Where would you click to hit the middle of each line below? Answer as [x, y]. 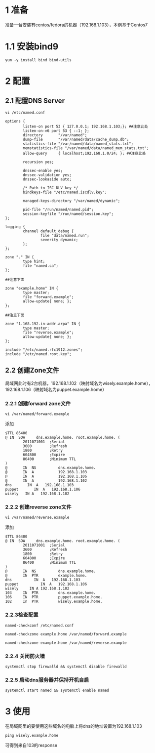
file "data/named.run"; [65, 235]
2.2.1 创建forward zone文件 [38, 403]
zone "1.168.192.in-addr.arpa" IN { [43, 324]
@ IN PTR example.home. [46, 576]
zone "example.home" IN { [32, 288]
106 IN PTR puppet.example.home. [54, 597]
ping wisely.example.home [32, 736]
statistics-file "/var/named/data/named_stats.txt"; [78, 144]
